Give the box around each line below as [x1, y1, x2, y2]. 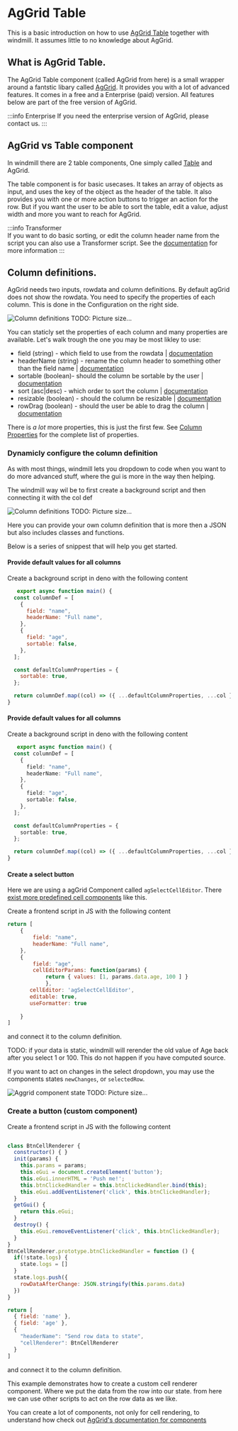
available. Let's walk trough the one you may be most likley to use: [7, 335, 201, 344]
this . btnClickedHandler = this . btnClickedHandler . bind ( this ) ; [20, 1182, 208, 1189]
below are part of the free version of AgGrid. [7, 98, 137, 106]
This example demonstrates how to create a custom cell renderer [7, 1379, 198, 1388]
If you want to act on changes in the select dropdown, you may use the [7, 1068, 215, 1076]
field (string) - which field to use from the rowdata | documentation [17, 349, 213, 358]
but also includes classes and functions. [7, 528, 125, 536]
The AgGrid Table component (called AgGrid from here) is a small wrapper [7, 75, 225, 84]
